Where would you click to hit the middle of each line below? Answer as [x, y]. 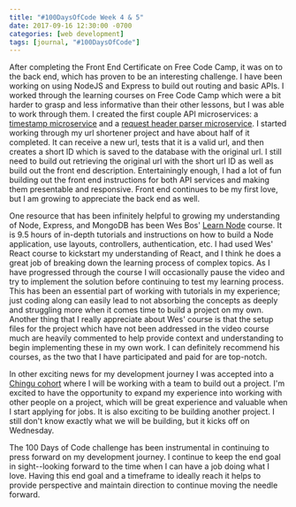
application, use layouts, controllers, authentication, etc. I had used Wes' [141, 244]
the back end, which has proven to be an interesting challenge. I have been [146, 77]
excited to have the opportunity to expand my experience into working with [146, 393]
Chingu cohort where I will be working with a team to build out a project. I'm [147, 384]
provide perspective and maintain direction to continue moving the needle [144, 485]
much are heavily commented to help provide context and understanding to [147, 338]
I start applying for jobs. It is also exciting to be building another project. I [142, 411]
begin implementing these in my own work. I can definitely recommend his [144, 348]
